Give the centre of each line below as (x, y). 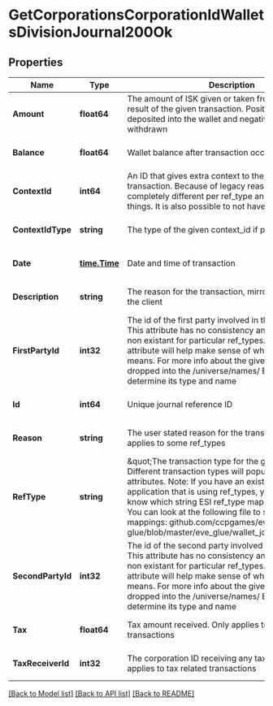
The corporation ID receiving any (190, 658)
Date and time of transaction (181, 263)
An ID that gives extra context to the (195, 176)
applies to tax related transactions (192, 668)
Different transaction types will (186, 471)
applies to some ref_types (176, 443)
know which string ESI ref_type (186, 502)
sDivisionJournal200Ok (91, 32)
